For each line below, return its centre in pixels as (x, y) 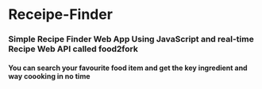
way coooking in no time (49, 76)
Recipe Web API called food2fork (73, 49)
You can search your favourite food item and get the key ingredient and (128, 68)
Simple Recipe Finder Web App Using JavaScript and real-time (131, 39)
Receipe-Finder (61, 15)
